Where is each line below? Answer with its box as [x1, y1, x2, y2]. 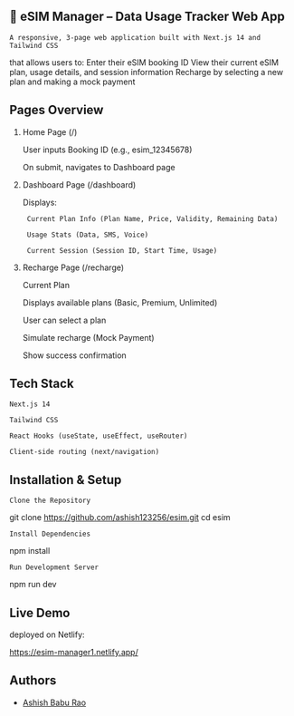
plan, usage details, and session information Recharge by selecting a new [9, 66, 283, 77]
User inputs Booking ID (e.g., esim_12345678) [22, 144, 193, 155]
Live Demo [9, 605, 71, 621]
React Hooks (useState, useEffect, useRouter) [9, 431, 188, 440]
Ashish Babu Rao [22, 697, 87, 708]
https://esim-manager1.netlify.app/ [9, 647, 138, 658]
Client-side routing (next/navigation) [9, 448, 160, 457]
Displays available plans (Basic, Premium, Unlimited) [22, 296, 218, 308]
